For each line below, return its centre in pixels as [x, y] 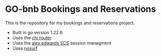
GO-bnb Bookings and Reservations [80, 9]
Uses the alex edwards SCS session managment [62, 43]
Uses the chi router [32, 38]
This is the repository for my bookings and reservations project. [70, 23]
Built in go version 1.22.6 [37, 32]
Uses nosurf [25, 48]
